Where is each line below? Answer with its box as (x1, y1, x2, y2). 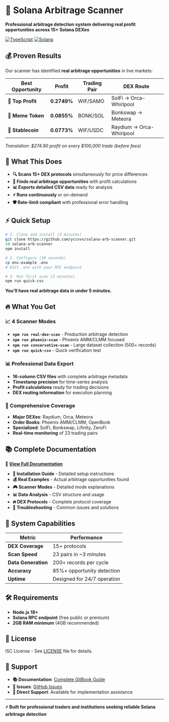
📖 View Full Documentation (5, 461, 63, 467)
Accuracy (8, 568, 32, 575)
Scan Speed (8, 551, 38, 558)
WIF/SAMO (77, 97, 105, 105)
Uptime (8, 576, 26, 583)
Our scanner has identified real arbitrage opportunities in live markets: (5, 68, 153, 74)
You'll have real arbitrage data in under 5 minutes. (5, 288, 112, 294)
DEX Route (123, 83, 150, 90)
